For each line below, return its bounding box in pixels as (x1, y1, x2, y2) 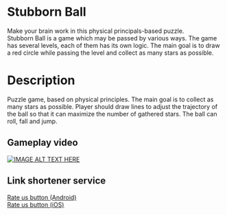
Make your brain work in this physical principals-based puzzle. (7, 27, 184, 35)
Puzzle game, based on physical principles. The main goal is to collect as (7, 95, 214, 103)
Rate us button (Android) (7, 193, 77, 201)
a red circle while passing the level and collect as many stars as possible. (7, 49, 214, 57)
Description (7, 73, 75, 88)
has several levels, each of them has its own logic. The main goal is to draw (7, 41, 221, 49)
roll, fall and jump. (7, 117, 58, 125)
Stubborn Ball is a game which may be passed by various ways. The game (7, 34, 217, 42)
